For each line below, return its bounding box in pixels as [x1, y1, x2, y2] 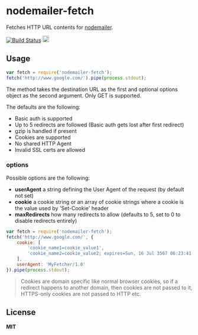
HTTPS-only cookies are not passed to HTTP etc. [20, 290, 141, 297]
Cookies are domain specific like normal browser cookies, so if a [20, 278, 178, 285]
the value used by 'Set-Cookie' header [14, 204, 109, 212]
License [6, 307, 36, 317]
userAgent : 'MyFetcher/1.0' [17, 262, 86, 268]
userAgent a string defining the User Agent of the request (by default [14, 186, 184, 193]
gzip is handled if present [14, 127, 77, 134]
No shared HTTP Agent [14, 140, 72, 147]
